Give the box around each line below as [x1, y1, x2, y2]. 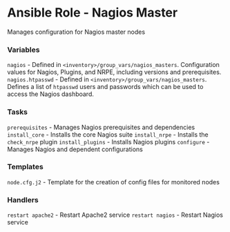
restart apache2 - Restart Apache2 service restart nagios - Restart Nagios [7, 211, 223, 219]
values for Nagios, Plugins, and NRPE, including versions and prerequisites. [7, 68, 222, 77]
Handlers [7, 195, 39, 204]
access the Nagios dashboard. [7, 90, 95, 98]
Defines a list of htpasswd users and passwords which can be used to [7, 83, 204, 91]
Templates [7, 162, 44, 172]
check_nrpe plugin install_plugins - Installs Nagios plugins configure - [7, 137, 210, 146]
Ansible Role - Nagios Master [7, 5, 178, 21]
